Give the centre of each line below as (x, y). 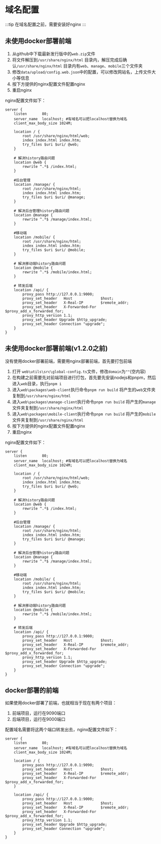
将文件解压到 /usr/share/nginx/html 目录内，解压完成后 (67, 60)
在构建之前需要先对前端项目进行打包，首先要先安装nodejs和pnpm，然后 (84, 377)
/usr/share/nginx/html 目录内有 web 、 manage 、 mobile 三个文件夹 (80, 65)
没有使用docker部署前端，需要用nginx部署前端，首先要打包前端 (68, 361)
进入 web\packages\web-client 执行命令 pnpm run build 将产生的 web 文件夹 (84, 390)
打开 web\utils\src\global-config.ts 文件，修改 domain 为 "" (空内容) (79, 371)
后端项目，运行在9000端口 (39, 719)
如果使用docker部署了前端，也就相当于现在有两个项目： (61, 703)
